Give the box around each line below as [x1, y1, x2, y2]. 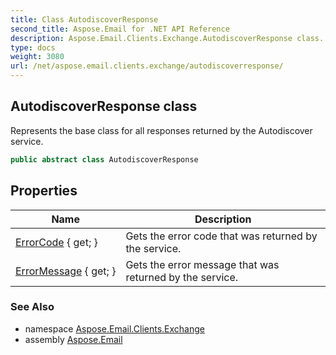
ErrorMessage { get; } [15, 264, 117, 278]
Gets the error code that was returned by [125, 229, 318, 243]
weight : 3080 [10, 52, 65, 62]
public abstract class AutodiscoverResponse [10, 154, 199, 165]
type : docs [10, 42, 56, 53]
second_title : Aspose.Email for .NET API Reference [10, 24, 230, 34]
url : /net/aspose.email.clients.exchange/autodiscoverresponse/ [10, 61, 284, 71]
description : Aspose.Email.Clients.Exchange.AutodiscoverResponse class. [10, 33, 325, 43]
